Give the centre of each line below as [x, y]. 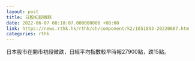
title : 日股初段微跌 [29, 17]
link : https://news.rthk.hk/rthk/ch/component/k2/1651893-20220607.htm [97, 28]
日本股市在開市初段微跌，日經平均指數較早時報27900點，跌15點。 [88, 52]
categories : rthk [28, 34]
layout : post [22, 12]
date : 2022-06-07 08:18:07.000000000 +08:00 [63, 23]
